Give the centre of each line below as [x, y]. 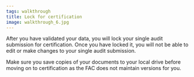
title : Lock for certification [44, 17]
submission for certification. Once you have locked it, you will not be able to [97, 45]
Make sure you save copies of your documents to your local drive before [93, 62]
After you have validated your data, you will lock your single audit [84, 39]
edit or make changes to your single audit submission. [71, 51]
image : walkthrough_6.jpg [37, 22]
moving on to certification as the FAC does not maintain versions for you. [94, 68]
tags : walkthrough [28, 11]
